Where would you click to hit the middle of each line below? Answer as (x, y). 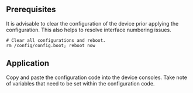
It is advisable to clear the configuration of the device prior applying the (92, 23)
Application (28, 63)
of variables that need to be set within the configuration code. (80, 83)
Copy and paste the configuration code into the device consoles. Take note (96, 77)
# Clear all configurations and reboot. (56, 40)
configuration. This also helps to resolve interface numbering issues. (89, 30)
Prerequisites (31, 10)
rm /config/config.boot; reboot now (51, 45)
